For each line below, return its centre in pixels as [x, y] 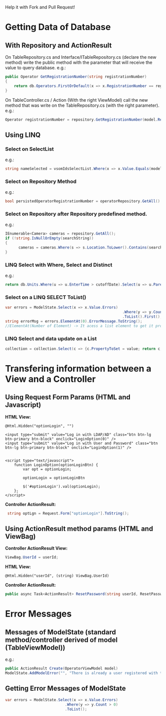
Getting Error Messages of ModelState [65, 689]
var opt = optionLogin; [47, 469]
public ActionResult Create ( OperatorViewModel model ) [62, 669]
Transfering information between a [78, 368]
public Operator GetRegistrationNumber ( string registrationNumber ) [76, 77]
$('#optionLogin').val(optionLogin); [62, 486]
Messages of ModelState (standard [61, 632]
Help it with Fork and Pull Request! [40, 7]
